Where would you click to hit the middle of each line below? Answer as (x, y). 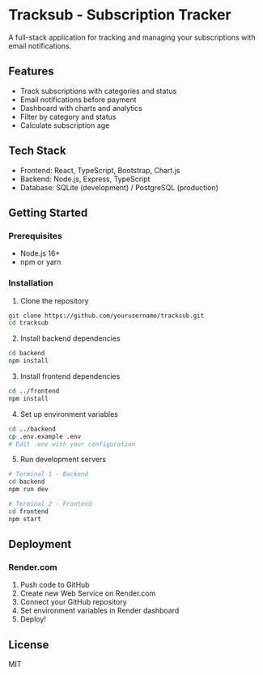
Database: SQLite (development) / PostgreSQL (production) (119, 187)
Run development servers (63, 460)
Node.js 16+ (40, 253)
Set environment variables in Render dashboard (100, 611)
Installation (31, 283)
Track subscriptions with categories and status (98, 91)
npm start (25, 519)
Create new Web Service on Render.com (88, 593)
